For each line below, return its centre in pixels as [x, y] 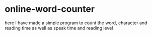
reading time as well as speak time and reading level [59, 28]
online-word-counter [50, 9]
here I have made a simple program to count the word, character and [76, 23]
